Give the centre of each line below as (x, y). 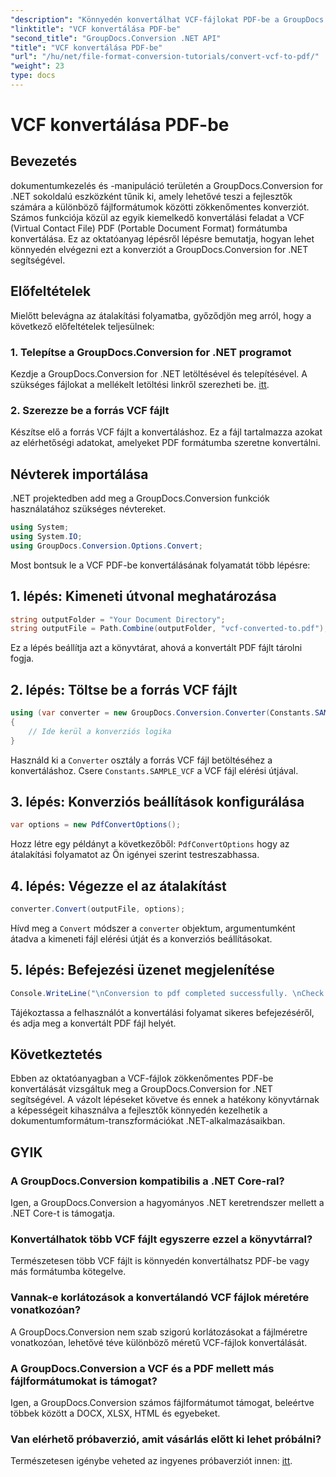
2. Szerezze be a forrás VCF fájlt (90, 410)
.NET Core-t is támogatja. (63, 1213)
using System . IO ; (46, 536)
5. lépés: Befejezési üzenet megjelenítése (142, 970)
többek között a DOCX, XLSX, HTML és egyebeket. (115, 1413)
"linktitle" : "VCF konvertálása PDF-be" (96, 29)
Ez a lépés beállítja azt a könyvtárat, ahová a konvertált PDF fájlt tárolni (156, 648)
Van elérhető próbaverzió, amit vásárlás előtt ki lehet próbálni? (166, 1439)
